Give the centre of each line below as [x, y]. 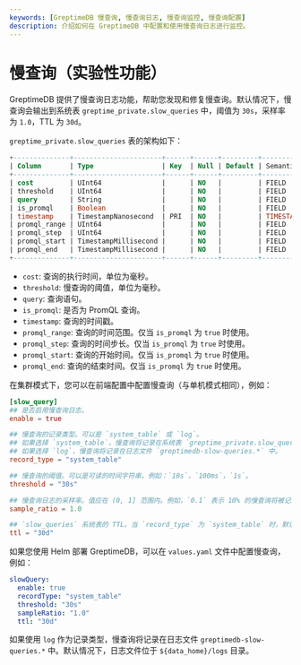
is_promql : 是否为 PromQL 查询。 [83, 309]
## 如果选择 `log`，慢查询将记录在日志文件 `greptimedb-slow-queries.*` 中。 [146, 452]
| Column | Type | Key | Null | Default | [136, 167]
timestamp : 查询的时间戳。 [70, 321]
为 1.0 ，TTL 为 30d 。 [48, 122]
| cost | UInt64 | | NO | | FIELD [148, 183]
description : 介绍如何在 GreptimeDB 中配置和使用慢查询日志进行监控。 [129, 26]
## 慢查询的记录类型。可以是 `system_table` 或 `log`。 [106, 435]
